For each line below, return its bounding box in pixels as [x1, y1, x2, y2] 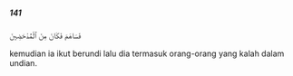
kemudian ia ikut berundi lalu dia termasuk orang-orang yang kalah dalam [9, 48, 285, 59]
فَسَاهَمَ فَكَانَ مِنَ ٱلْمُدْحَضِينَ [9, 30, 82, 41]
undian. [9, 57, 38, 68]
